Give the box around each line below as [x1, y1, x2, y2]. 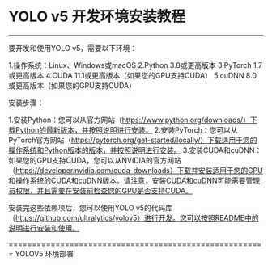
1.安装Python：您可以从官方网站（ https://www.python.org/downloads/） [8, 115, 251, 125]
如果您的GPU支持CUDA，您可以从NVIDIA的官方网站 [8, 155, 182, 165]
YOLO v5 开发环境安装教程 [8, 7, 185, 26]
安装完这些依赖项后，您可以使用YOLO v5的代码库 [8, 203, 173, 213]
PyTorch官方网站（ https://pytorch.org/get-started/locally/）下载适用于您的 [8, 135, 257, 145]
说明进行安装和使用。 [8, 223, 79, 233]
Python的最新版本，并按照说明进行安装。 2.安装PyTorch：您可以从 [15, 125, 239, 134]
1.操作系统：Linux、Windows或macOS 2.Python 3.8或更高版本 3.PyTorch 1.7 [8, 60, 263, 70]
